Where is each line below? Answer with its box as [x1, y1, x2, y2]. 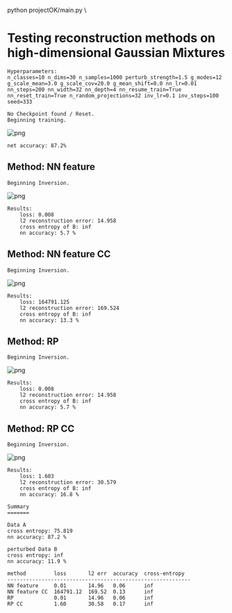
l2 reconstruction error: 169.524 [19, 304, 119, 311]
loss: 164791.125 [19, 298, 70, 305]
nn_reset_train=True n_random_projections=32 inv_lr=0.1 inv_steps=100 [7, 92, 219, 99]
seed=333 [7, 98, 33, 105]
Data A [7, 521, 26, 529]
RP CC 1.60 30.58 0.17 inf [7, 600, 154, 607]
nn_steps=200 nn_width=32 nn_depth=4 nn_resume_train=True [7, 86, 182, 93]
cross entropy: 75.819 [7, 528, 73, 534]
